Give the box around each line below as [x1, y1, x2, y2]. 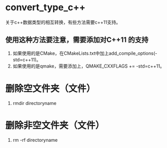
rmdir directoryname [12, 100, 57, 106]
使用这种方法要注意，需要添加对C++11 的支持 [5, 35, 149, 45]
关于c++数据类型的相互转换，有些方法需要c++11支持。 [5, 19, 121, 25]
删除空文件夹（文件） [5, 82, 96, 94]
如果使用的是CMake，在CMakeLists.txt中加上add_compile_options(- [12, 50, 158, 56]
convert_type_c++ [5, 2, 86, 13]
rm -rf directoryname [12, 137, 58, 143]
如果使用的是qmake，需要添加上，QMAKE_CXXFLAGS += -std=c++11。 [12, 63, 165, 69]
